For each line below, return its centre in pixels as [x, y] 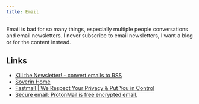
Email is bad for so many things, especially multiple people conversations [97, 29]
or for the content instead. [39, 42]
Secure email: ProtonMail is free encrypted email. [76, 95]
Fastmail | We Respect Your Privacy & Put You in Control [85, 88]
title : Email [23, 12]
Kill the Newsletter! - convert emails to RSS [68, 76]
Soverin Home [33, 82]
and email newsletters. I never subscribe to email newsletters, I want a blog [99, 35]
